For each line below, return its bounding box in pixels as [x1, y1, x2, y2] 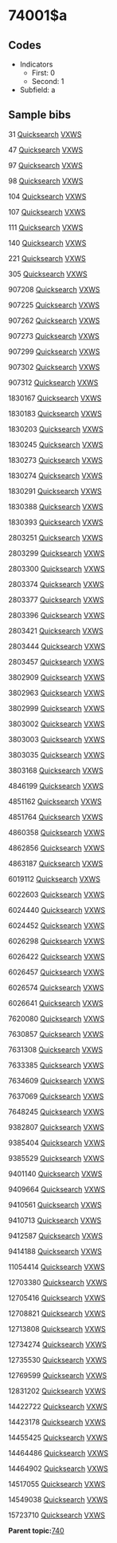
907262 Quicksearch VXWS [8, 315, 100, 325]
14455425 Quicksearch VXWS [8, 1432, 108, 1442]
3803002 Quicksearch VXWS [8, 719, 105, 729]
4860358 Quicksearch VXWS [8, 827, 105, 837]
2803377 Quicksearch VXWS [8, 595, 105, 605]
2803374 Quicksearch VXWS [8, 579, 105, 589]
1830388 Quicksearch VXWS [8, 501, 103, 511]
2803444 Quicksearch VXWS [8, 641, 106, 651]
